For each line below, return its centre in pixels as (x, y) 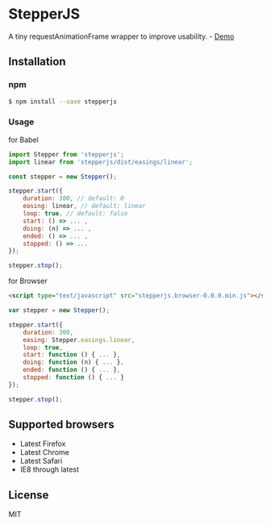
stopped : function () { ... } (74, 377)
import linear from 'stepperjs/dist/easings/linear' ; (101, 162)
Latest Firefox (43, 444)
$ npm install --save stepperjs (63, 102)
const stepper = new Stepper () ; (63, 177)
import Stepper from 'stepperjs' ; (67, 154)
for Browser (28, 281)
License (29, 495)
